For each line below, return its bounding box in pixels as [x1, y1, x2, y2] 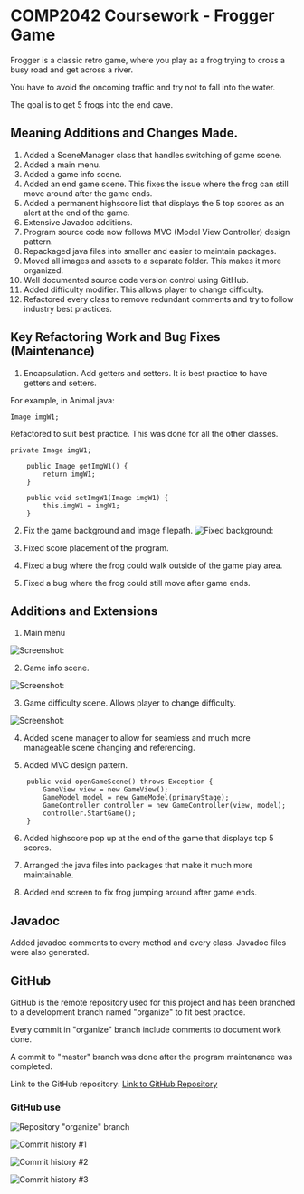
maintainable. [23, 869, 74, 880]
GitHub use [10, 1101, 62, 1113]
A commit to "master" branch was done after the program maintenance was [10, 1051, 293, 1062]
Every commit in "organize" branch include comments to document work [10, 1024, 282, 1035]
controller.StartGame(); [43, 809, 137, 819]
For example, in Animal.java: [10, 394, 116, 405]
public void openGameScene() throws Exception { [26, 777, 214, 787]
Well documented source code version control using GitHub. [23, 274, 250, 285]
